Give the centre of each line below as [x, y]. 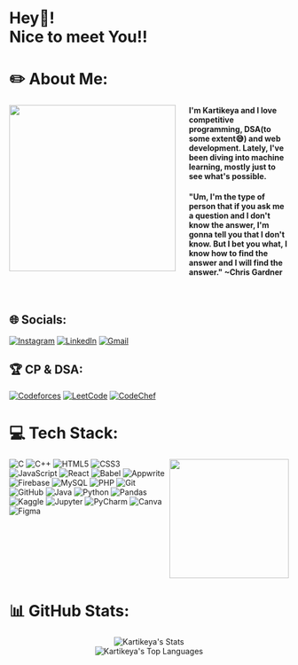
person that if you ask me [237, 206]
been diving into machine [237, 157]
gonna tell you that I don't [237, 234]
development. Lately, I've [237, 148]
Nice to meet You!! [78, 37]
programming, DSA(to [231, 129]
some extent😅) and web [235, 138]
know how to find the [229, 253]
